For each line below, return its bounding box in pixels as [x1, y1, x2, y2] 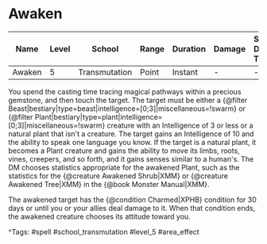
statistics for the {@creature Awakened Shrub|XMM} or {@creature [8, 171, 229, 181]
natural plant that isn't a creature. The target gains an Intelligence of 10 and [8, 128, 254, 139]
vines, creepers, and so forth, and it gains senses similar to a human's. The [8, 154, 254, 163]
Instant [172, 67, 199, 78]
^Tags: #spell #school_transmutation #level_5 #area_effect [8, 227, 200, 236]
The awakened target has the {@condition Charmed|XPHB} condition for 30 [8, 195, 257, 204]
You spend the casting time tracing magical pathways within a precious [8, 86, 242, 96]
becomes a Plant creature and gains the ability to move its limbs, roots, [8, 146, 240, 155]
